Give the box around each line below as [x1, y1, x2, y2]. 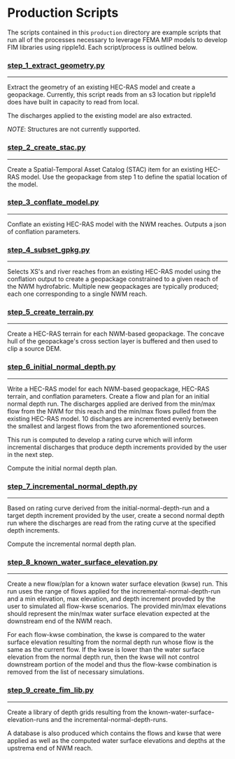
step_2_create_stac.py [7, 142, 86, 152]
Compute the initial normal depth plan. [7, 464, 117, 472]
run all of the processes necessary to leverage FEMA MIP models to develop [7, 35, 228, 43]
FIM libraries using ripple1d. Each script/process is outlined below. [7, 43, 198, 51]
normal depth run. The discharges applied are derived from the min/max [7, 399, 215, 408]
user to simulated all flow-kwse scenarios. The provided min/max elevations [7, 602, 227, 610]
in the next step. [7, 450, 54, 458]
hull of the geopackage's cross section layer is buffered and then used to [7, 337, 218, 346]
